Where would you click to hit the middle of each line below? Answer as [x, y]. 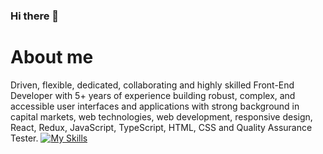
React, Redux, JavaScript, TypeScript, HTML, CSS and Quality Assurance [161, 127]
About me [52, 57]
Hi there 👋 [35, 16]
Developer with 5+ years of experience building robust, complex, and [153, 95]
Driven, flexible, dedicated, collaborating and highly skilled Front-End [152, 85]
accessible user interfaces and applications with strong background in [155, 106]
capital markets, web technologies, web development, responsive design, [161, 116]
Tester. [24, 138]
